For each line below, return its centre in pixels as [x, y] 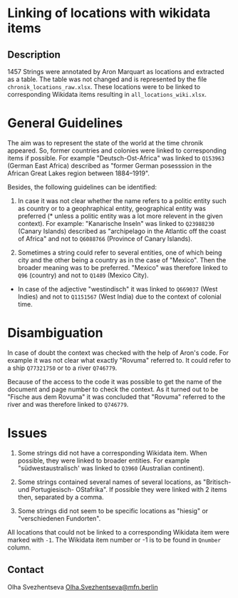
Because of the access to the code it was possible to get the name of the [115, 381]
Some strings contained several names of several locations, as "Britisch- [124, 482]
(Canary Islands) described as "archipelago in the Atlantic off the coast [122, 231]
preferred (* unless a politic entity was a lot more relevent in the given [120, 216]
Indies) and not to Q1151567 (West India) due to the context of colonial [120, 297]
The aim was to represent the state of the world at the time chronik [105, 143]
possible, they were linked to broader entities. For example [104, 460]
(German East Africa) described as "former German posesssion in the [110, 165]
